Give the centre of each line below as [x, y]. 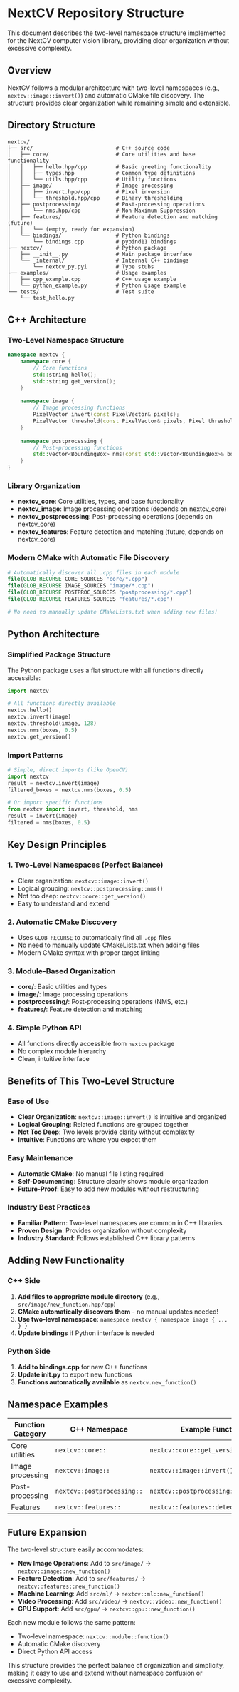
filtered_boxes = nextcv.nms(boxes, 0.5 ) [70, 790]
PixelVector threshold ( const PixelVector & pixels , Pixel [119, 421]
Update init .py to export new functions [75, 1374]
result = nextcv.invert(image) [54, 783]
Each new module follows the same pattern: [72, 1623]
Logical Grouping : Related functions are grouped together [103, 1125]
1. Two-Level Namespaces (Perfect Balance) [85, 865]
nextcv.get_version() [39, 736]
